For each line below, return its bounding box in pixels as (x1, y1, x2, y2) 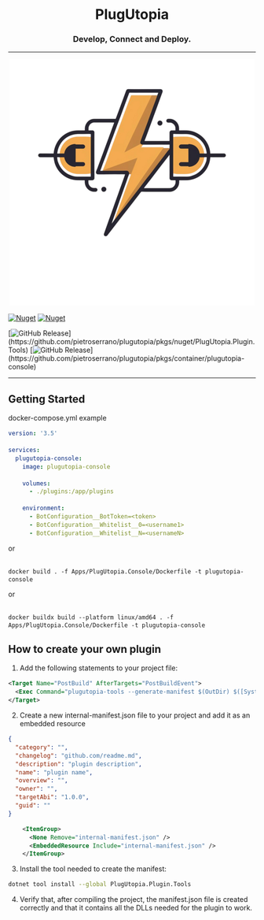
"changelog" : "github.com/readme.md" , (15, 751, 143, 759)
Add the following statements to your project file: (19, 663, 178, 673)
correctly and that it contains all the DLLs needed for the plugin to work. (19, 903, 253, 913)
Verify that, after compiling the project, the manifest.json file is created (19, 895, 248, 904)
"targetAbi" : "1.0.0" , (15, 793, 90, 801)
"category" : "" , (15, 743, 68, 751)
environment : (22, 504, 65, 513)
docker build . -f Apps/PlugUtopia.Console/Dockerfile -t (8, 567, 202, 576)
